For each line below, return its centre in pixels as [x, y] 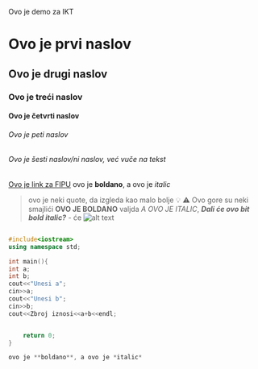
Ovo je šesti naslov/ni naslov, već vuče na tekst [87, 160]
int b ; [19, 276]
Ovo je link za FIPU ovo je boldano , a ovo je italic [89, 184]
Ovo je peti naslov [38, 134]
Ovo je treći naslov [46, 97]
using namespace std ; [45, 247]
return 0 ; [40, 335]
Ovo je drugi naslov [58, 74]
